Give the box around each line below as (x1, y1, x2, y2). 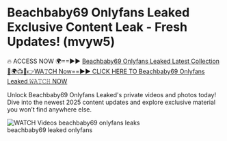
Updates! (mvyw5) (7, 34, 116, 49)
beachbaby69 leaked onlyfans (7, 125, 93, 134)
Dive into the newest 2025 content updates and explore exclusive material (7, 98, 216, 106)
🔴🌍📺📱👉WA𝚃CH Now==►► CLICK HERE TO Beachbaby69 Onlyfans (7, 67, 205, 75)
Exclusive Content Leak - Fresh (7, 19, 188, 35)
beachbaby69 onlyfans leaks (58, 118, 140, 127)
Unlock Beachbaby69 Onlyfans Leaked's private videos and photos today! (7, 90, 217, 99)
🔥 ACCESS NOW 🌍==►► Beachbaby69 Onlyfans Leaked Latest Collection (7, 57, 220, 65)
